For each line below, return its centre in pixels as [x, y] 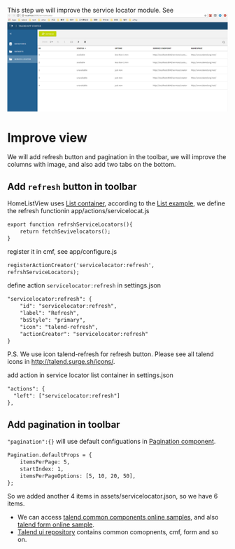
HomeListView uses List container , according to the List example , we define [116, 203]
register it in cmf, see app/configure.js [62, 252]
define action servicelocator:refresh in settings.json [84, 285]
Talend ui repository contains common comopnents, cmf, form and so [118, 532]
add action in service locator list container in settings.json [90, 375]
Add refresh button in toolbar [72, 186]
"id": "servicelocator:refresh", [69, 306]
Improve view [47, 138]
